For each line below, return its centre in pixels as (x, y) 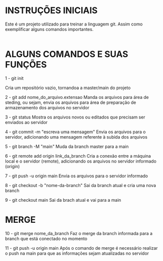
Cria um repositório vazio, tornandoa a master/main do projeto (68, 88)
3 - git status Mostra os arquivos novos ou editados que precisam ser (75, 117)
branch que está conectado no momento (46, 238)
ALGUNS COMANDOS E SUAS (67, 54)
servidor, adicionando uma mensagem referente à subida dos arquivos (76, 137)
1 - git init (14, 78)
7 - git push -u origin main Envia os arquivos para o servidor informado (77, 176)
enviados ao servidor (26, 122)
